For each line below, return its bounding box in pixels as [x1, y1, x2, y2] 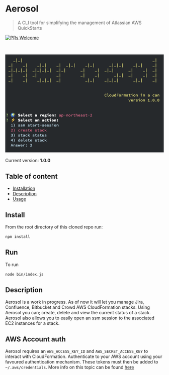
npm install [5, 234, 30, 239]
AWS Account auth [5, 335, 66, 343]
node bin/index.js [5, 272, 44, 277]
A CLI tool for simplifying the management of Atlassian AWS [17, 20, 142, 26]
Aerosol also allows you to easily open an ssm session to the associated [5, 315, 155, 321]
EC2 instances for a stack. [5, 320, 60, 326]
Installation [12, 185, 36, 191]
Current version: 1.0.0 [5, 158, 51, 164]
